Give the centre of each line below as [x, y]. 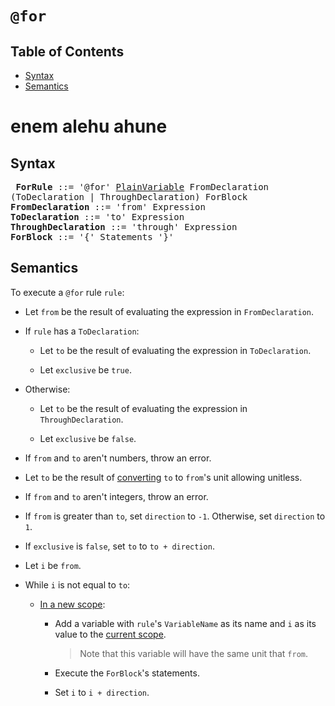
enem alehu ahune [89, 126]
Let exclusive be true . [85, 369]
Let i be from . [53, 565]
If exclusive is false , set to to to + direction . [119, 546]
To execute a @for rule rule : [67, 292]
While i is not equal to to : [77, 584]
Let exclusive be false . [88, 438]
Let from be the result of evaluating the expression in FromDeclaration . [169, 311]
